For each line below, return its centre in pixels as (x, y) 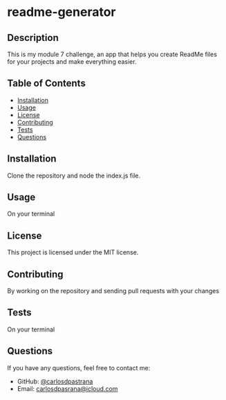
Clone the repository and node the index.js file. (74, 175)
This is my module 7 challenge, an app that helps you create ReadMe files (112, 54)
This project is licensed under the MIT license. (73, 252)
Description (33, 38)
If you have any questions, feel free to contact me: (79, 367)
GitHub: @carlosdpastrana (55, 381)
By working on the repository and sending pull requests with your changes (113, 291)
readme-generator (62, 12)
